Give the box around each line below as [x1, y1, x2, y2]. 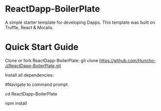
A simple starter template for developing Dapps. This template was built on [5, 19, 155, 25]
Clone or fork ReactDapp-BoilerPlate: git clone [5, 57, 99, 63]
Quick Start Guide [5, 42, 79, 53]
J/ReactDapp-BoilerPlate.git [5, 63, 61, 68]
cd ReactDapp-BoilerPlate [5, 91, 58, 96]
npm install [5, 100, 27, 106]
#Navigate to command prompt [5, 81, 68, 87]
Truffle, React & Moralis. [5, 24, 54, 30]
